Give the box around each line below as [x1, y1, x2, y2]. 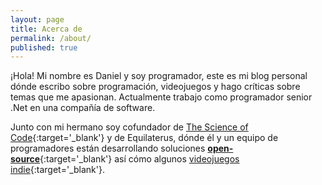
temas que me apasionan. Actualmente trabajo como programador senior [10, 91, 313, 103]
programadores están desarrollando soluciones [10, 142, 206, 155]
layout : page [10, 14, 65, 25]
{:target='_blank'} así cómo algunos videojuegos [39, 153, 240, 165]
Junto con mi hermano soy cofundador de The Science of [10, 121, 249, 133]
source [10, 153, 41, 165]
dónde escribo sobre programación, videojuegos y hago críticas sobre [10, 81, 301, 93]
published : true [10, 42, 78, 53]
